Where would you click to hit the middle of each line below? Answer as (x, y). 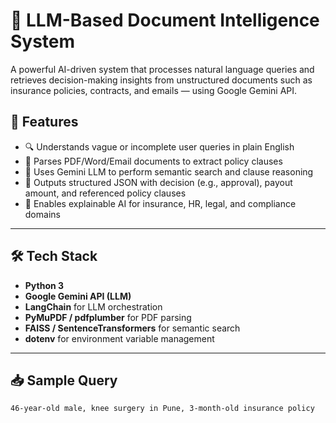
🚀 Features (44, 122)
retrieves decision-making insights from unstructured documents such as (161, 80)
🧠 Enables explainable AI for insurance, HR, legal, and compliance (160, 203)
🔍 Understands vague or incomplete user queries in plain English (159, 146)
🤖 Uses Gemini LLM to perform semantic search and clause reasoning (169, 171)
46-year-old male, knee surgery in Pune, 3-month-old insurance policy (162, 409)
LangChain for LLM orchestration (93, 306)
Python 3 (44, 285)
